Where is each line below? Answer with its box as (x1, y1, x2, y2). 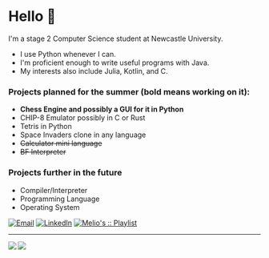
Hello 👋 (8, 7, 56, 26)
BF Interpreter (19, 147, 66, 157)
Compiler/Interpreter (19, 185, 88, 195)
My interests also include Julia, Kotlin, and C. (19, 66, 168, 75)
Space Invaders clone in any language (19, 130, 147, 139)
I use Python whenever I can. (19, 49, 116, 58)
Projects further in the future (8, 167, 122, 179)
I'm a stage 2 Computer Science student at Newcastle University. (8, 34, 223, 43)
